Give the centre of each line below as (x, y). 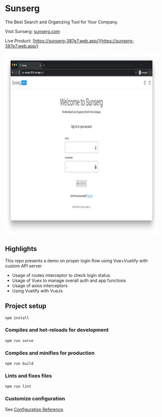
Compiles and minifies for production (50, 353)
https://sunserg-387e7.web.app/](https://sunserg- (84, 41)
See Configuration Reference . (35, 409)
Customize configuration (35, 399)
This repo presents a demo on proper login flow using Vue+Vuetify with (76, 260)
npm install (17, 318)
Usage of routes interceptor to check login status (61, 275)
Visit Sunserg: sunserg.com (32, 31)
